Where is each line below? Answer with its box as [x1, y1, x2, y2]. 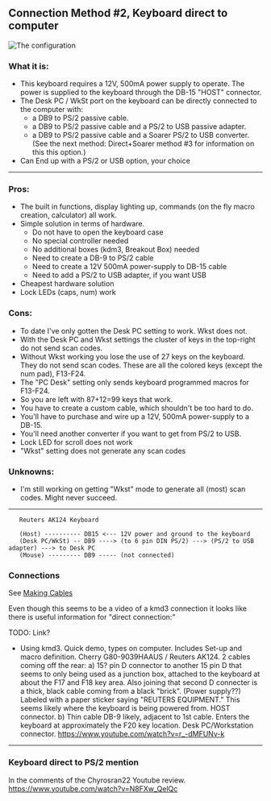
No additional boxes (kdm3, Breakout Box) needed [31, 245, 200, 255]
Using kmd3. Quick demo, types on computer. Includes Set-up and [19, 644, 242, 654]
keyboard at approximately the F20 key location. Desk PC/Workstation [19, 720, 254, 730]
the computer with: [19, 105, 83, 114]
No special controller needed [31, 236, 129, 246]
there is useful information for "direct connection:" [8, 612, 176, 622]
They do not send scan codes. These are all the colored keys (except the [19, 360, 263, 370]
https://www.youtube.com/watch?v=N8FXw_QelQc [8, 783, 178, 793]
